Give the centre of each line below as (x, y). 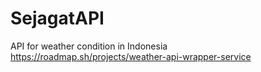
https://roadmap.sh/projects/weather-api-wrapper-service (131, 56)
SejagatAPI (57, 18)
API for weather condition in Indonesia (89, 46)
